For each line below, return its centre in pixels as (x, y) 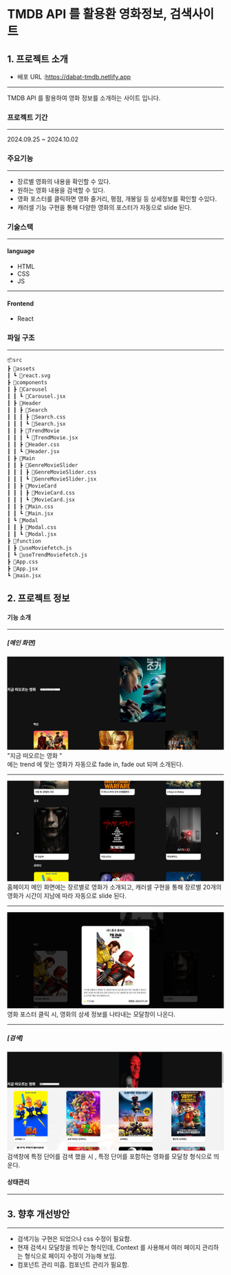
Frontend (21, 303)
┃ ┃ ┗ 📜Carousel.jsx (37, 396)
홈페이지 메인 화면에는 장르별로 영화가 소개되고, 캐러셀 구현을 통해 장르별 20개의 (114, 887)
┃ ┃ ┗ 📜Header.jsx (33, 451)
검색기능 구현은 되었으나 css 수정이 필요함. (74, 1238)
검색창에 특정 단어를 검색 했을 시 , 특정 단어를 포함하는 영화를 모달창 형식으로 (110, 1156)
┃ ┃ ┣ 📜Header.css (33, 444)
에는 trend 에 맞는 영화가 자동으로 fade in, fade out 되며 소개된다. (95, 764)
